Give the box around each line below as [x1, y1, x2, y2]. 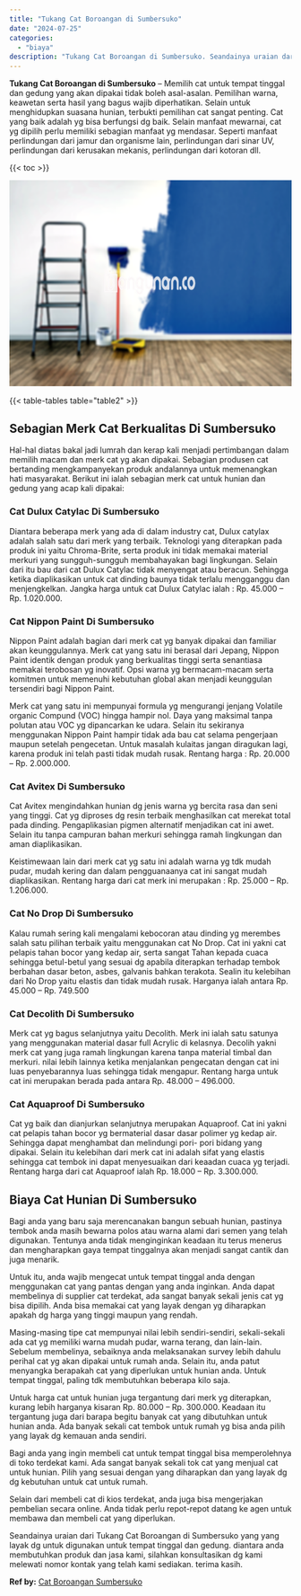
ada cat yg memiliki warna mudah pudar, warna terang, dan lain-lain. [9, 1336, 262, 1347]
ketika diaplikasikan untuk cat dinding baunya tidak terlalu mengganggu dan [9, 573, 290, 584]
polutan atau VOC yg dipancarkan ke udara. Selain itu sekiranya [9, 719, 245, 731]
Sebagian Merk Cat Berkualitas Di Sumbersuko [9, 421, 276, 436]
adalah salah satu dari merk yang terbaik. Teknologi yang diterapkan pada [9, 535, 283, 546]
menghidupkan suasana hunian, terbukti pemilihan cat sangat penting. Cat [9, 107, 284, 118]
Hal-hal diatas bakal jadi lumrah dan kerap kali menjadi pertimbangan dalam [9, 445, 289, 455]
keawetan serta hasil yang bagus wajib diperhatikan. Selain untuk [9, 97, 251, 108]
